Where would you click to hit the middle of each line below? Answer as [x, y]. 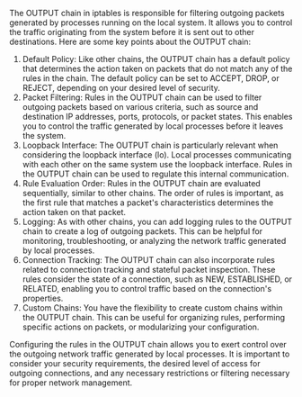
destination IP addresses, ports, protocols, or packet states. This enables [157, 117]
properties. [43, 298]
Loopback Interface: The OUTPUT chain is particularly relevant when [150, 145]
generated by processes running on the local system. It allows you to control [151, 23]
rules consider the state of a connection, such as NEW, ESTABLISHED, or [157, 279]
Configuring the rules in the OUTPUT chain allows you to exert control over [148, 344]
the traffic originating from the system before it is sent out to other [132, 32]
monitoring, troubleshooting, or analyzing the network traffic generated [154, 241]
